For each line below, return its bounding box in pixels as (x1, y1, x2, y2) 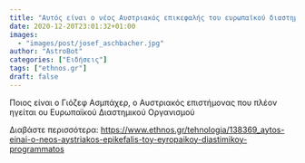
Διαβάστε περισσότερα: (9, 124, 99, 135)
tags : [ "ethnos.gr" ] (9, 64, 88, 73)
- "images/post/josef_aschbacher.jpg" (17, 38, 165, 48)
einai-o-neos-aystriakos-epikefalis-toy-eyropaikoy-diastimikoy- (9, 133, 248, 145)
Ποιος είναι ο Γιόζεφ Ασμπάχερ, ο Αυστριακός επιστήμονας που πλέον (9, 97, 278, 108)
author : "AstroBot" (9, 47, 84, 56)
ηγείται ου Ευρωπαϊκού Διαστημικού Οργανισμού (9, 106, 195, 118)
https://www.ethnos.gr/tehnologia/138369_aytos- (100, 124, 285, 135)
